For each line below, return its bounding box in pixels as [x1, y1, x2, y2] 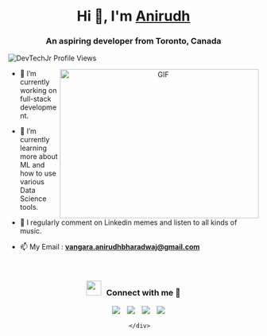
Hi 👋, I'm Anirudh [76, 7, 191, 25]
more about [19, 152, 58, 161]
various [19, 177, 45, 187]
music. [19, 226, 42, 236]
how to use [19, 168, 57, 178]
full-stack [19, 95, 52, 104]
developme [19, 102, 57, 112]
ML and [19, 160, 45, 170]
